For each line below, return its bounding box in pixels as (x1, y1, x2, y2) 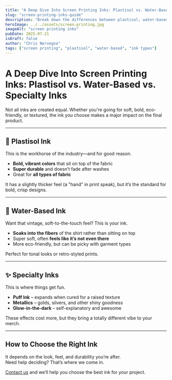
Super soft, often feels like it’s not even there (12, 235, 109, 242)
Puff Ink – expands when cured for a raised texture (12, 294, 120, 300)
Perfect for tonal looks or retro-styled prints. (5, 251, 99, 257)
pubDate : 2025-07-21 (5, 31, 50, 36)
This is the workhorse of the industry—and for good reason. (5, 151, 132, 157)
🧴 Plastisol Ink (5, 137, 51, 146)
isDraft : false (5, 36, 38, 42)
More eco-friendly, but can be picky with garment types (12, 241, 131, 247)
